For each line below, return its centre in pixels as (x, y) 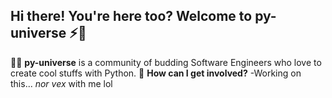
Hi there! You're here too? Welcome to (131, 16)
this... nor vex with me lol (61, 83)
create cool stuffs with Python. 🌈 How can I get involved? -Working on (156, 73)
